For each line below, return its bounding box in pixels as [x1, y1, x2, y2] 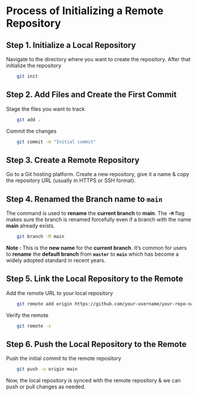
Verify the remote [6, 311, 49, 319]
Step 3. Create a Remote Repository [6, 155, 140, 165]
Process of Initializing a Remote [6, 4, 164, 18]
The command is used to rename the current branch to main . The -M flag [6, 210, 184, 217]
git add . [16, 117, 41, 123]
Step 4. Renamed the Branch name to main [6, 194, 163, 204]
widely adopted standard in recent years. [6, 256, 106, 263]
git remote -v [16, 323, 51, 329]
